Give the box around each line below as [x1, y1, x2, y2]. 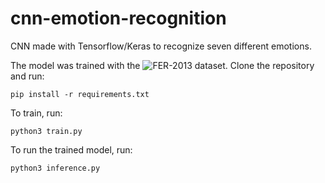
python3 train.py [10, 126, 83, 136]
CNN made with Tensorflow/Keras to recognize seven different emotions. [10, 40, 312, 52]
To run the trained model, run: [10, 143, 133, 156]
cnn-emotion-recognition [10, 7, 227, 30]
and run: [10, 70, 45, 82]
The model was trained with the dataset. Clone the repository [10, 59, 315, 71]
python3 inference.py [10, 163, 101, 173]
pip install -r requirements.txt [10, 89, 150, 99]
